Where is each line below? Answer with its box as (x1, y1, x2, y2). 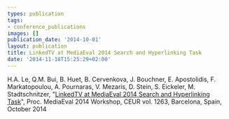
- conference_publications (7, 23, 86, 30)
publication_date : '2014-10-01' (7, 36, 102, 43)
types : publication (7, 10, 64, 17)
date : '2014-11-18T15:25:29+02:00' (7, 56, 111, 63)
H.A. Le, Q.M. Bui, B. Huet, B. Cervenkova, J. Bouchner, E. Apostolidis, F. (7, 75, 216, 83)
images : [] (7, 29, 39, 37)
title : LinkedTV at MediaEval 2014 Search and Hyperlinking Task (7, 50, 202, 57)
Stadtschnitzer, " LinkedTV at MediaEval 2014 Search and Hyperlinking (7, 90, 210, 98)
